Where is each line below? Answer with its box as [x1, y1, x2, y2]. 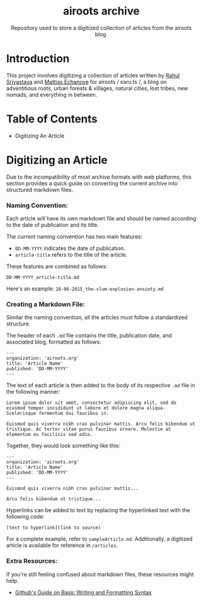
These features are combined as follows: [6, 263, 108, 270]
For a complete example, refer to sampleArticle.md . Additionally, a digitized [6, 536, 193, 543]
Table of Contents [6, 112, 98, 126]
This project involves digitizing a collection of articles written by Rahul [6, 71, 180, 79]
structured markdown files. [6, 186, 74, 193]
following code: [6, 513, 45, 520]
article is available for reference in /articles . [6, 542, 118, 549]
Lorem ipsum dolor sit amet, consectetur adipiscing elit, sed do [6, 400, 177, 406]
